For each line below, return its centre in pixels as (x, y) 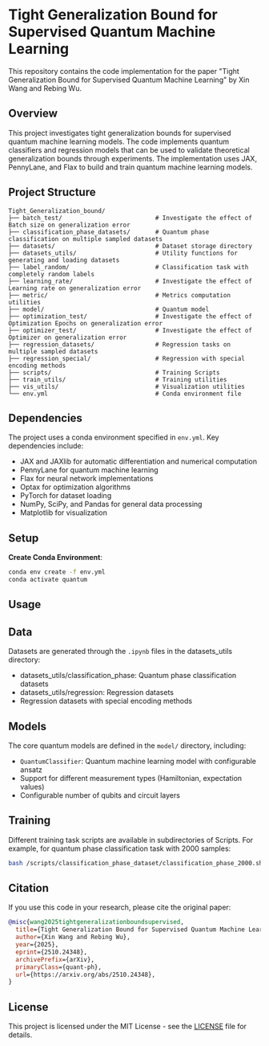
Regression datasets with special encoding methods (106, 701)
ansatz (31, 770)
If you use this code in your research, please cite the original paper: (120, 907)
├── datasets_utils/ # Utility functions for (123, 253)
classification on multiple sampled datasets (85, 239)
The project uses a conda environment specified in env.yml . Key (114, 437)
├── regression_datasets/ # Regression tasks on (119, 344)
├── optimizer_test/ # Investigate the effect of (130, 330)
